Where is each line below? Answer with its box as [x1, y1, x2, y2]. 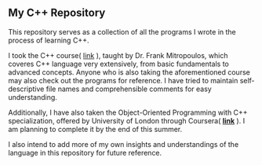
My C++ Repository [8, 6, 106, 20]
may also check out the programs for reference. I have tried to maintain [8, 75, 238, 85]
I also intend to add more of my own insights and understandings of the [8, 139, 239, 148]
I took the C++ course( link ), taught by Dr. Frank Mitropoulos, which [8, 50, 228, 60]
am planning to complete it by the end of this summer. [8, 124, 183, 134]
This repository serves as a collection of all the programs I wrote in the [8, 27, 237, 36]
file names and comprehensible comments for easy [45, 84, 212, 93]
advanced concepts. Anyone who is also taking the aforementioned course [8, 67, 251, 77]
